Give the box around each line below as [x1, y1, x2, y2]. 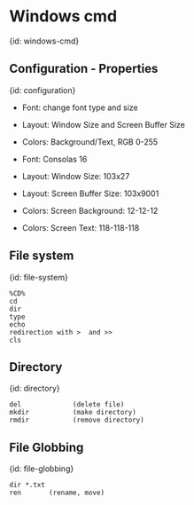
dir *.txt [9, 481, 46, 490]
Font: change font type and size [21, 102, 139, 113]
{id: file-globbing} [9, 463, 74, 474]
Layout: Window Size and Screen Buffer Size [21, 119, 186, 130]
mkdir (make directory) [9, 408, 137, 417]
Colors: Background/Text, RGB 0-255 [21, 136, 159, 147]
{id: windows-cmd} [9, 36, 80, 46]
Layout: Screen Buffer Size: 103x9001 [21, 188, 159, 199]
